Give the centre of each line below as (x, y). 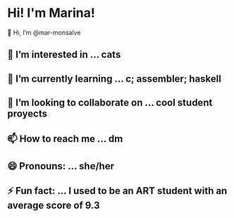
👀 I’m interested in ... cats (64, 55)
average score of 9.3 (54, 206)
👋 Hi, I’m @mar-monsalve (44, 32)
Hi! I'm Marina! (51, 13)
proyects (27, 114)
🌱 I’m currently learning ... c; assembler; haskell (115, 79)
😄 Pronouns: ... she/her (61, 166)
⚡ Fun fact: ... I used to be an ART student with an (117, 191)
